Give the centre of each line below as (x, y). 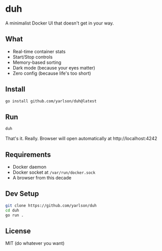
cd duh (12, 210)
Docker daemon (30, 167)
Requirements (28, 155)
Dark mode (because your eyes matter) (54, 67)
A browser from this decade (42, 177)
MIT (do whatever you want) (35, 243)
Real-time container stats (39, 51)
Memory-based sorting (37, 62)
